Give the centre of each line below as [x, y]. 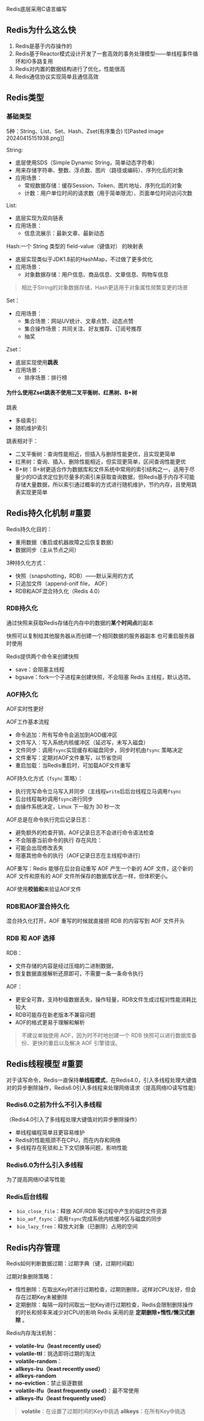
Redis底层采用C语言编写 [37, 9]
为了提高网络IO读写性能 [36, 1180]
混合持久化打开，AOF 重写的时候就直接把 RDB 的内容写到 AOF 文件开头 [96, 921]
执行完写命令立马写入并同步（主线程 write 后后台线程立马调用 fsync [98, 791]
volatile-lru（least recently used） [60, 1346]
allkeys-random [36, 1376]
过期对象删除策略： [30, 1277]
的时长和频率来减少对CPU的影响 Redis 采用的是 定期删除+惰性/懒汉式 [102, 1312]
